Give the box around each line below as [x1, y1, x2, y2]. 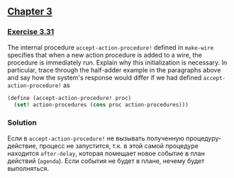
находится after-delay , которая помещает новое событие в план [7, 149, 206, 157]
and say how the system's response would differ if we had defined [7, 73, 202, 82]
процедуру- [185, 134, 222, 143]
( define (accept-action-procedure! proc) [7, 94, 132, 101]
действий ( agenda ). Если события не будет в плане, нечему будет [7, 156, 205, 165]
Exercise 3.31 [7, 27, 55, 37]
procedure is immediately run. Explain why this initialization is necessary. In [7, 58, 228, 67]
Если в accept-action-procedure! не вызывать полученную [7, 134, 184, 143]
